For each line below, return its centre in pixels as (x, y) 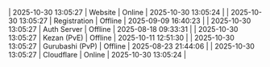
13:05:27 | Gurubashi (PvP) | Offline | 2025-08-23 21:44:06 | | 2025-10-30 (132, 46)
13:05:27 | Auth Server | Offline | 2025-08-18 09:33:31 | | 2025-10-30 (123, 29)
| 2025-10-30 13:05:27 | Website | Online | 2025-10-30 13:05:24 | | (119, 12)
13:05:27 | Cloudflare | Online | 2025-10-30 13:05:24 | (98, 55)
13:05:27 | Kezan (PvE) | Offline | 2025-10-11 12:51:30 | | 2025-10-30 (122, 37)
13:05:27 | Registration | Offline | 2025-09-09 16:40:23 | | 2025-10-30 (135, 21)
